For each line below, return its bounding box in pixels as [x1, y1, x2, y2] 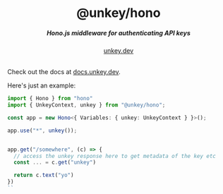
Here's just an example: [7, 81, 76, 90]
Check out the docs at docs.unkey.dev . [7, 68, 121, 76]
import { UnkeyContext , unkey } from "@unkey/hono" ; [7, 102, 166, 109]
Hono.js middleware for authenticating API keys [47, 28, 191, 37]
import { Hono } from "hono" [7, 95, 93, 102]
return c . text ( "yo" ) [13, 171, 74, 179]
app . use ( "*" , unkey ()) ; [7, 127, 78, 134]
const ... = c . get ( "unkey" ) [13, 159, 97, 166]
